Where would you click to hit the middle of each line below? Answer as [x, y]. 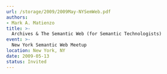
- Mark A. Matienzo [31, 23]
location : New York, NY [36, 51]
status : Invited [26, 61]
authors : [17, 17]
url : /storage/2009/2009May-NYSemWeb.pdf [59, 12]
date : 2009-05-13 [28, 56]
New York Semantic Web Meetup [49, 45]
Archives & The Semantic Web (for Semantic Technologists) [87, 34]
